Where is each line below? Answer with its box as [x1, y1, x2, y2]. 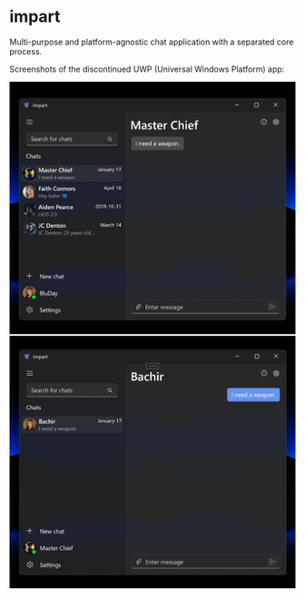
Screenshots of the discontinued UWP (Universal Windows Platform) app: [9, 64, 285, 74]
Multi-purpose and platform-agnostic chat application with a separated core [9, 36, 294, 47]
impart [9, 6, 61, 27]
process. [9, 45, 43, 56]
